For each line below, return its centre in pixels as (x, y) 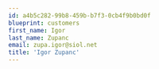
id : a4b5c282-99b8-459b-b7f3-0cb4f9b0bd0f (79, 15)
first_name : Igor (37, 30)
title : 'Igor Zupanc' (44, 52)
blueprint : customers (44, 23)
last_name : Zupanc (39, 38)
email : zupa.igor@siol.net (53, 45)
